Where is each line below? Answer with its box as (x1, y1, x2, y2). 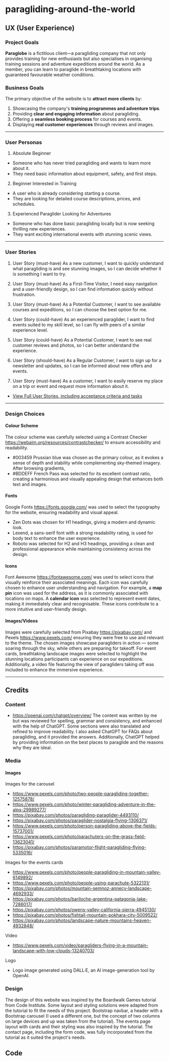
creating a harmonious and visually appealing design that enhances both (12, 476, 163, 482)
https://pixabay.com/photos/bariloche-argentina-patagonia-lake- (12, 896, 148, 902)
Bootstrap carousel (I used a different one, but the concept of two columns (5, 1013, 160, 1019)
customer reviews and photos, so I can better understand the (12, 342, 139, 348)
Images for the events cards (5, 859, 63, 866)
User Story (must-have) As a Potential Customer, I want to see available (12, 301, 161, 307)
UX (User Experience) (5, 24, 75, 32)
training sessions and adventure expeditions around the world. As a (5, 61, 145, 67)
